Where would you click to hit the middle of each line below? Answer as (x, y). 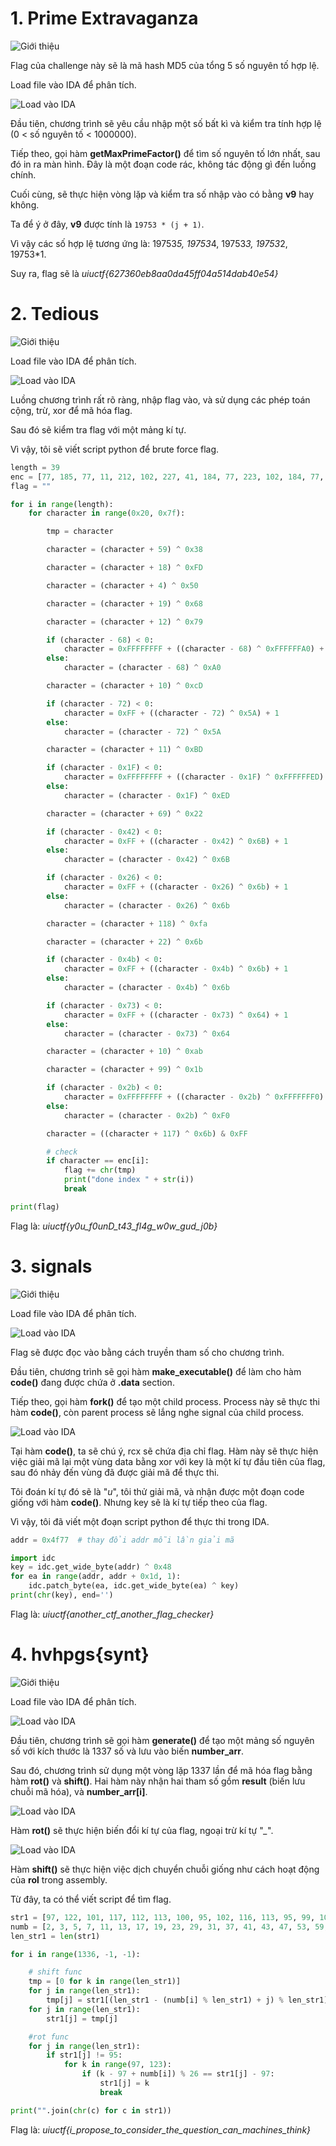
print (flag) (35, 1207)
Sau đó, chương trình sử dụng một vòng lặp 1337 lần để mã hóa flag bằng (161, 1770)
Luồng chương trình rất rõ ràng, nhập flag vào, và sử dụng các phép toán (160, 399)
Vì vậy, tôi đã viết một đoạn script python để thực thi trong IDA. (140, 1521)
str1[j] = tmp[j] (82, 2018)
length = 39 (35, 467)
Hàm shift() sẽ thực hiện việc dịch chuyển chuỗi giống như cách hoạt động (165, 1869)
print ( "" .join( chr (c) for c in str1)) (91, 2110)
